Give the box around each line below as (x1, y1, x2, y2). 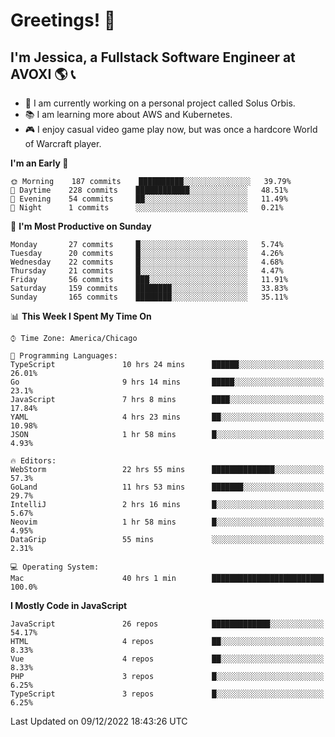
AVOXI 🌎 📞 (10, 65, 76, 83)
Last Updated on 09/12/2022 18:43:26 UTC (10, 715, 188, 727)
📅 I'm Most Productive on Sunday (10, 220, 152, 232)
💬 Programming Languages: (10, 351, 118, 361)
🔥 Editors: (10, 456, 57, 466)
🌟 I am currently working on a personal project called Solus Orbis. (24, 97, 296, 109)
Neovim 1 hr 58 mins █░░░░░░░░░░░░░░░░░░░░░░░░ (10, 517, 325, 527)
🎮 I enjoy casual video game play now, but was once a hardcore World (24, 124, 318, 135)
